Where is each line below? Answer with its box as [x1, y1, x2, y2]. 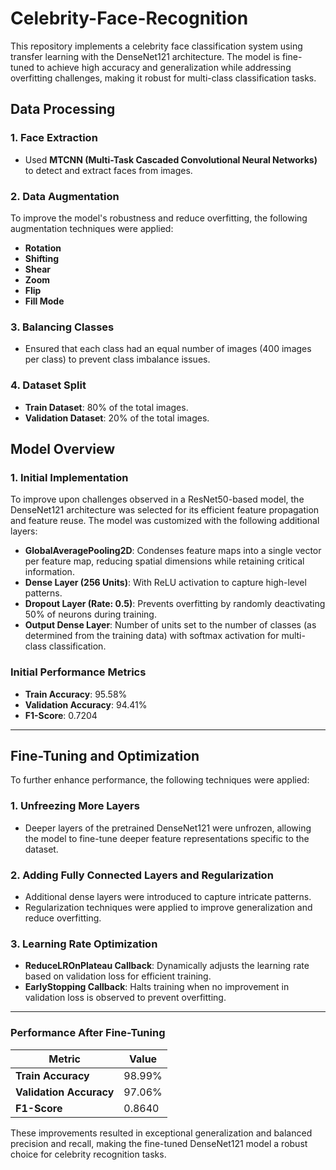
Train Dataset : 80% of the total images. [24, 401, 189, 413]
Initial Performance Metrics [10, 665, 147, 679]
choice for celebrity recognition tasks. [10, 1148, 167, 1160]
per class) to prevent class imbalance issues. [24, 353, 211, 366]
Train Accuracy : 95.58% [24, 688, 128, 700]
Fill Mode [24, 295, 65, 307]
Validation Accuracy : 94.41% [24, 698, 148, 711]
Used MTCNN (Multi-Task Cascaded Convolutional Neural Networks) [24, 153, 318, 166]
